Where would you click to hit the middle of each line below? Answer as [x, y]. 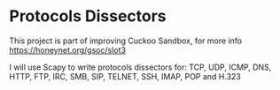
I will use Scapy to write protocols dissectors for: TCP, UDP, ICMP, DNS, [140, 67]
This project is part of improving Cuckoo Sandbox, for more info [125, 41]
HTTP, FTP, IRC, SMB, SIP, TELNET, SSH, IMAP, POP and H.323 [125, 76]
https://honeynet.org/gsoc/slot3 [68, 49]
